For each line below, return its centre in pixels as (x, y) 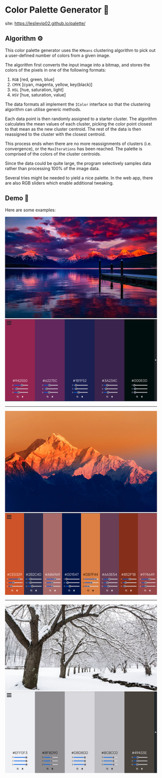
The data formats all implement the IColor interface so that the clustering (78, 104)
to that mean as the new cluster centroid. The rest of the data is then (73, 129)
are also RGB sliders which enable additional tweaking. (60, 183)
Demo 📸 (17, 198)
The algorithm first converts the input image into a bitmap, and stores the (78, 64)
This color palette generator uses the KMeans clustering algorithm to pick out (80, 50)
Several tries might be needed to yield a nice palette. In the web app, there (79, 178)
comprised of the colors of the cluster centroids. (53, 154)
